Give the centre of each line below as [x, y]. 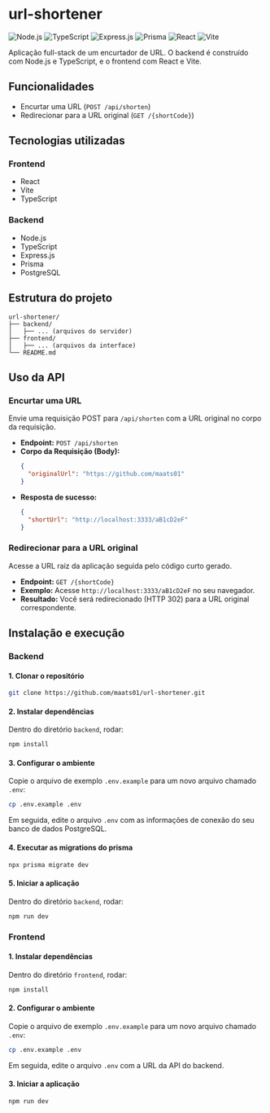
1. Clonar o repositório [46, 675]
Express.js [37, 255]
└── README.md [33, 352]
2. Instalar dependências [52, 711]
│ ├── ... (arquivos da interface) [72, 345]
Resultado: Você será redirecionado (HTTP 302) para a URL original [135, 599]
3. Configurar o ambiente [52, 763]
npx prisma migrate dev [49, 864]
